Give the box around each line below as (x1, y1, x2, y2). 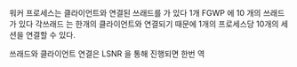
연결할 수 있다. (25, 30, 76, 40)
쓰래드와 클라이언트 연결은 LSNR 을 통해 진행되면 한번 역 (9, 48, 205, 59)
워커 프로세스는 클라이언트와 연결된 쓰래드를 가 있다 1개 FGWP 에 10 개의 (9, 8, 261, 18)
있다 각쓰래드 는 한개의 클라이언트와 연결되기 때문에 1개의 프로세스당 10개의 (18, 19, 279, 29)
